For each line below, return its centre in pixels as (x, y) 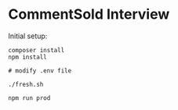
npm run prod (29, 98)
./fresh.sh (26, 84)
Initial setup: (28, 36)
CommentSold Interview (89, 14)
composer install (36, 50)
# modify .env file (40, 71)
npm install (27, 57)
